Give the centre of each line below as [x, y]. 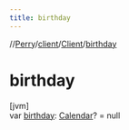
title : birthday [40, 18]
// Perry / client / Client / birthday [63, 44]
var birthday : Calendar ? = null [65, 115]
